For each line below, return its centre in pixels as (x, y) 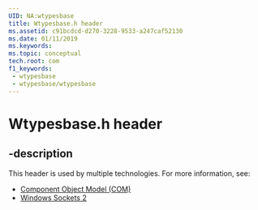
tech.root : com (34, 62)
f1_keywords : (30, 69)
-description (41, 154)
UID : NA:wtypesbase (41, 16)
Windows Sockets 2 (53, 197)
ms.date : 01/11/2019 (43, 39)
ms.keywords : (30, 46)
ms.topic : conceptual (45, 54)
